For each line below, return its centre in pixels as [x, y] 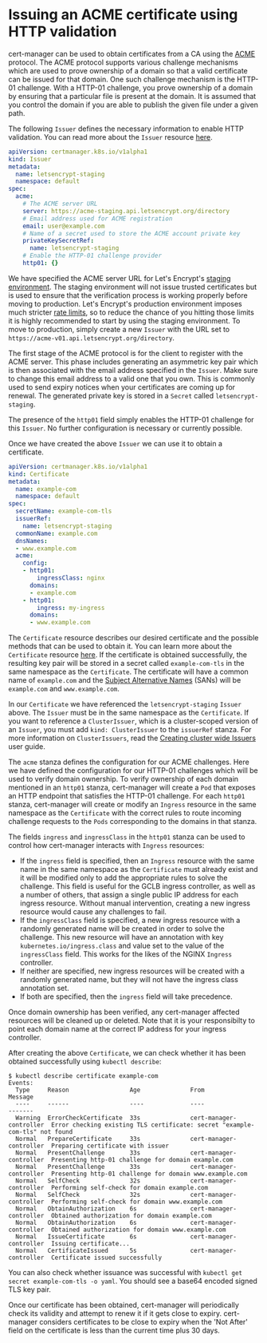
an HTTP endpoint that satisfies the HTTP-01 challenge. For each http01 [127, 796]
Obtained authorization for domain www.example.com [138, 1230]
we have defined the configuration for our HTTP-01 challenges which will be [133, 771]
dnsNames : [31, 541]
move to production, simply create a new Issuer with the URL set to [119, 329]
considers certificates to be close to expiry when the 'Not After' [144, 1322]
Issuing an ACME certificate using [123, 15]
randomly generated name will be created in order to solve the [122, 929]
